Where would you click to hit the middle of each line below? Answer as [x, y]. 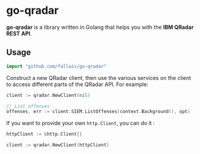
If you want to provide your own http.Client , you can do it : [81, 123]
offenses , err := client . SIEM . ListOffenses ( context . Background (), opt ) [98, 112]
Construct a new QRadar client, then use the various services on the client [99, 78]
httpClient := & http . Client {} [44, 134]
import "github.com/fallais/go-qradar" [56, 66]
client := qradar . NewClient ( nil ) [48, 95]
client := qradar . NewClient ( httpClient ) [58, 145]
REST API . [19, 33]
